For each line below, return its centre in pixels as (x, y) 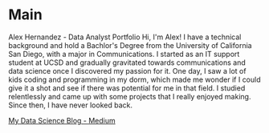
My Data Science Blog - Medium (62, 120)
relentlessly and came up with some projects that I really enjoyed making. (130, 96)
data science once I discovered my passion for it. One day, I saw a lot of (127, 71)
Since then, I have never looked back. (70, 105)
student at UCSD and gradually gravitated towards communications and (127, 62)
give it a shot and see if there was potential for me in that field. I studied (127, 88)
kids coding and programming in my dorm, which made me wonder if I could (134, 79)
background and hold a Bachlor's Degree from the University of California (130, 45)
